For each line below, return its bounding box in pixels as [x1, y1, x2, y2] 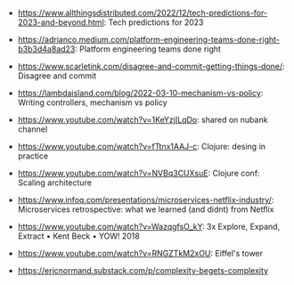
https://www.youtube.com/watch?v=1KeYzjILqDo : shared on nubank [17, 115, 268, 125]
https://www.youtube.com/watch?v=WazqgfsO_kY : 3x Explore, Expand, [17, 222, 281, 232]
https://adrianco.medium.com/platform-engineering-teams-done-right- [17, 35, 281, 45]
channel [17, 124, 48, 134]
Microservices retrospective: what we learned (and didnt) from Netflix [17, 204, 274, 215]
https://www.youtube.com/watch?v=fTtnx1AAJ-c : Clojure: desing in [17, 142, 265, 151]
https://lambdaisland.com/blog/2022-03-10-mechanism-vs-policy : [17, 88, 264, 98]
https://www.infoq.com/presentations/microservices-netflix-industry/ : [17, 195, 274, 205]
